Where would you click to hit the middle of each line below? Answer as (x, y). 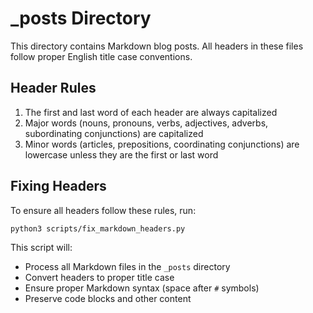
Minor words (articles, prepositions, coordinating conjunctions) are (162, 144)
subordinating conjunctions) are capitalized (114, 133)
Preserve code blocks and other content (108, 299)
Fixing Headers (58, 186)
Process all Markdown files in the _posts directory (127, 267)
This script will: (41, 248)
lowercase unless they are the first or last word (121, 154)
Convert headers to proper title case (99, 278)
